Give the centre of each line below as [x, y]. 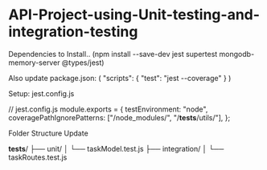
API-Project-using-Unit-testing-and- [134, 15]
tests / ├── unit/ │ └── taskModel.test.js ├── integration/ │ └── [116, 148]
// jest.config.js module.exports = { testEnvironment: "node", [108, 109]
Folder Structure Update [48, 133]
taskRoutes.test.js [38, 157]
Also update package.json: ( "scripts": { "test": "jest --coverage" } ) [120, 78]
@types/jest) [83, 63]
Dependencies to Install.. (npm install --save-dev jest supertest [113, 54]
